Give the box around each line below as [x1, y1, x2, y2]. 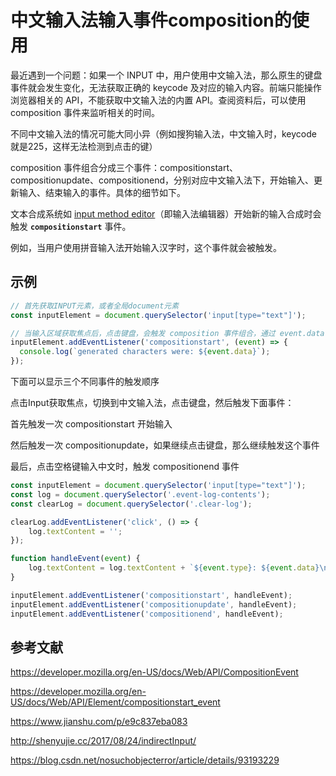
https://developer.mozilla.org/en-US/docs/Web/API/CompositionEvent [10, 666, 299, 678]
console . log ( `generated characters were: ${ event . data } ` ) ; [19, 347, 271, 357]
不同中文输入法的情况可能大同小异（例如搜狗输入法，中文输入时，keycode [10, 127, 317, 140]
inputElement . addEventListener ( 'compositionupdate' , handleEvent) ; [10, 599, 298, 610]
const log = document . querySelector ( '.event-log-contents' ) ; [10, 489, 271, 500]
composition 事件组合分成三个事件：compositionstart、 [10, 161, 238, 173]
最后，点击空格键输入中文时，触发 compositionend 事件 [10, 461, 240, 472]
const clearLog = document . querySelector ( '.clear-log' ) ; [10, 499, 253, 509]
